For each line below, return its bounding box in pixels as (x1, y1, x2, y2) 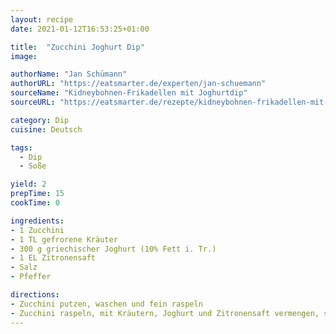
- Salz (10, 262, 38, 273)
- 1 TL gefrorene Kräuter (10, 234, 118, 245)
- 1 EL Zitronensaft (10, 253, 97, 263)
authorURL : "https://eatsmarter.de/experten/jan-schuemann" (10, 79, 267, 89)
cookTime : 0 (10, 198, 60, 208)
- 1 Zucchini (10, 225, 65, 235)
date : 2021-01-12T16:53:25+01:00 (10, 24, 150, 34)
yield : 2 (10, 179, 47, 190)
